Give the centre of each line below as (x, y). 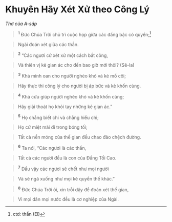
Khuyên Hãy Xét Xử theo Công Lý (78, 9)
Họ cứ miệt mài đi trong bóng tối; (53, 127)
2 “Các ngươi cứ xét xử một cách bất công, (63, 55)
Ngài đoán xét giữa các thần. (48, 44)
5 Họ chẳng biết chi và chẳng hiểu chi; (58, 117)
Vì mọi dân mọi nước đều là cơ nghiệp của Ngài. (68, 199)
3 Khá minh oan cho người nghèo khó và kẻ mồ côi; (72, 75)
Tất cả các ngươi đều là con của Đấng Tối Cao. (67, 158)
